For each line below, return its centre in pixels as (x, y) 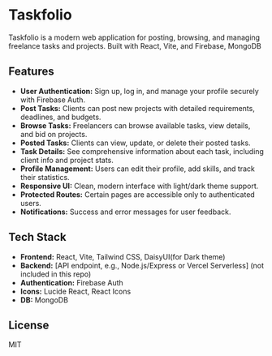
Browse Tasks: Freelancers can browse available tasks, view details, (135, 125)
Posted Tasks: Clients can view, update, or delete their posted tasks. (135, 143)
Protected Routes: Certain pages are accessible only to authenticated (138, 194)
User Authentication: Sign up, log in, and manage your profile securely (140, 91)
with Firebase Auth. (53, 100)
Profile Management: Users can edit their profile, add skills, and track (138, 169)
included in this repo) (56, 274)
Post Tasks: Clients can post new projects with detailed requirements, (138, 108)
